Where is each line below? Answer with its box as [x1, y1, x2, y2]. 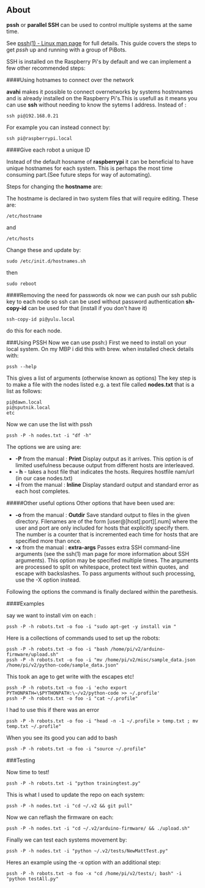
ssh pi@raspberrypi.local [6, 135, 72, 141]
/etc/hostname [6, 213, 43, 219]
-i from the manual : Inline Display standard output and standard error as [15, 481, 199, 488]
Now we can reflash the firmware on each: [6, 813, 114, 821]
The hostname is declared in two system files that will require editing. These [6, 194, 199, 202]
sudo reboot [6, 281, 37, 287]
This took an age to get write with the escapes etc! [6, 673, 135, 680]
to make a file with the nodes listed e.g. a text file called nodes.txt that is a [6, 380, 195, 388]
